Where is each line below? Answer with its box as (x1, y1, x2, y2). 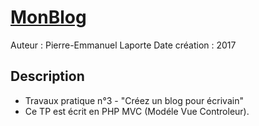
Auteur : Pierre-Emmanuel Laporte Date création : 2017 (10, 39, 237, 51)
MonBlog (10, 6, 87, 29)
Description (10, 68, 85, 85)
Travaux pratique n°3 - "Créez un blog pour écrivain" (24, 94, 244, 106)
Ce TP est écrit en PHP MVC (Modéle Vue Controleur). (24, 105, 250, 117)
